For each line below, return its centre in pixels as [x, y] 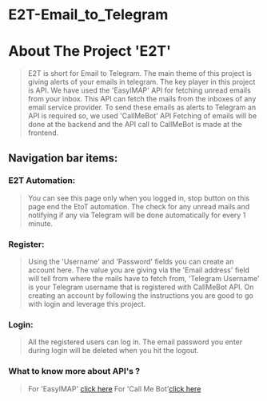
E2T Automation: [42, 181]
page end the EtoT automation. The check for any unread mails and [139, 206]
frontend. [43, 133]
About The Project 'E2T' [90, 52]
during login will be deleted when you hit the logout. [113, 351]
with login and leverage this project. [87, 304]
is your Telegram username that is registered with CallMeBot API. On [141, 287]
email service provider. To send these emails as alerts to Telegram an [142, 107]
